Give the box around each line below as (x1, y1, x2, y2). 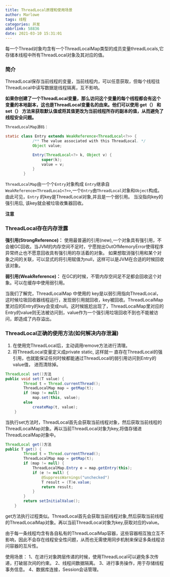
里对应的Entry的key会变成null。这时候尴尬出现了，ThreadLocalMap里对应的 (5, 303, 164, 310)
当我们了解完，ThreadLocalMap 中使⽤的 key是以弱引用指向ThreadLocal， (5, 290, 161, 297)
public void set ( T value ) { (5, 376, 65, 381)
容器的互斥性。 (9, 542, 41, 549)
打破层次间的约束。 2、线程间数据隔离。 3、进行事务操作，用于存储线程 (14, 560, 164, 566)
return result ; (41, 484, 73, 490)
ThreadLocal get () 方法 (5, 442, 52, 447)
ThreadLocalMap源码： (5, 125, 49, 130)
